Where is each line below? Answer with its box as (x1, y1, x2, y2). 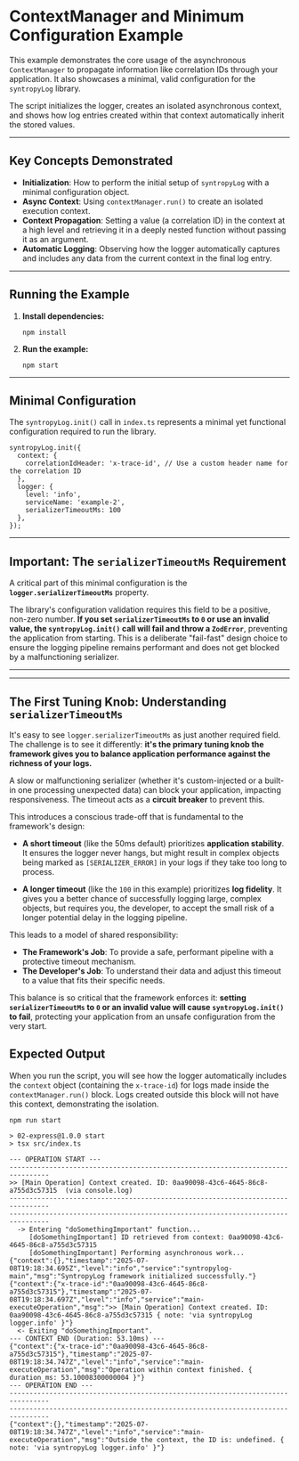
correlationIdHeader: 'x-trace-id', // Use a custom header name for (25, 459, 289, 469)
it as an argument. (21, 233, 89, 244)
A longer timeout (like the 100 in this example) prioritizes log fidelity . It (21, 884, 282, 894)
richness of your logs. (9, 758, 93, 768)
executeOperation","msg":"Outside (9, 1435, 138, 1444)
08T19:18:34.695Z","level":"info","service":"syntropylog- (9, 1263, 233, 1273)
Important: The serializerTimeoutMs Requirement (9, 554, 287, 569)
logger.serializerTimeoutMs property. (9, 587, 149, 598)
